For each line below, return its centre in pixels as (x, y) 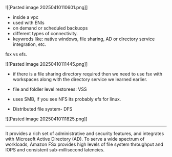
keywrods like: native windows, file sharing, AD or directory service (84, 39)
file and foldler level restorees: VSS (50, 89)
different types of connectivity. (45, 33)
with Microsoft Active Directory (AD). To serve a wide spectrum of (75, 139)
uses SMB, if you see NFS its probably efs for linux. (67, 99)
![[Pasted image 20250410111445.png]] (47, 64)
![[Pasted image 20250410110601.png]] (47, 7)
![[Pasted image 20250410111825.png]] (46, 119)
